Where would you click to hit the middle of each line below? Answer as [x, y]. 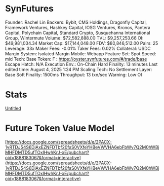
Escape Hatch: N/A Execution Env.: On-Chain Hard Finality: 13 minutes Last [82, 64]
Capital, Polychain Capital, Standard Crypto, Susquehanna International [78, 33]
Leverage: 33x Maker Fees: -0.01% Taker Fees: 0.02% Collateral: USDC [78, 48]
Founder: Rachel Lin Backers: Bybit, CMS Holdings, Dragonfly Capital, [76, 22]
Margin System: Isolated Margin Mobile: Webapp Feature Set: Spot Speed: [81, 54]
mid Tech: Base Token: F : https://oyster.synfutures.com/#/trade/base [76, 59]
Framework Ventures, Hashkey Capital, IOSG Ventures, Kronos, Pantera [78, 27]
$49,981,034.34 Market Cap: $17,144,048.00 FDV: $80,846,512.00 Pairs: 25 [82, 43]
